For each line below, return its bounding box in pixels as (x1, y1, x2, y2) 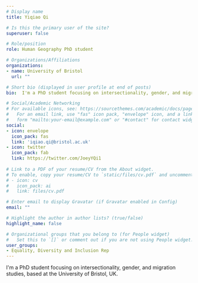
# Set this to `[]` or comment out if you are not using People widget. (6, 237, 194, 243)
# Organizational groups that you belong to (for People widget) (6, 231, 170, 237)
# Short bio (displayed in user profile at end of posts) (6, 84, 151, 90)
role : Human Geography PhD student (6, 47, 94, 53)
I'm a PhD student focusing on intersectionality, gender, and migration (6, 264, 176, 271)
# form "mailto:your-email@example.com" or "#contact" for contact (6, 117, 181, 123)
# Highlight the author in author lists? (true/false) (6, 215, 144, 221)
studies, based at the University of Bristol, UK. (6, 270, 118, 278)
